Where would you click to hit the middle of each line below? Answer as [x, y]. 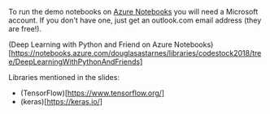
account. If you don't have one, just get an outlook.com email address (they [135, 20]
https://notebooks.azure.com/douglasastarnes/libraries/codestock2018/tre [136, 53]
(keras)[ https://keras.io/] [61, 101]
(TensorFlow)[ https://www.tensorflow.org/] [92, 93]
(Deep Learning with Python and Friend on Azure [90, 44]
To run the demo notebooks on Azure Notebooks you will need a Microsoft [133, 12]
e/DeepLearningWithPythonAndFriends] [76, 61]
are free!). [25, 29]
